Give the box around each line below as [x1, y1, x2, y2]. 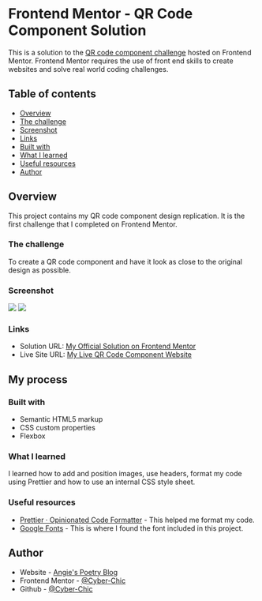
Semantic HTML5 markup [19, 415, 103, 424]
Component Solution [8, 21, 147, 39]
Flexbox [19, 431, 46, 441]
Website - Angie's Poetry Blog [19, 567, 118, 577]
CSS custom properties [19, 423, 96, 433]
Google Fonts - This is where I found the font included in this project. [19, 523, 244, 533]
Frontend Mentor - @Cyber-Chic [19, 576, 126, 585]
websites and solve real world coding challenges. [8, 64, 169, 73]
